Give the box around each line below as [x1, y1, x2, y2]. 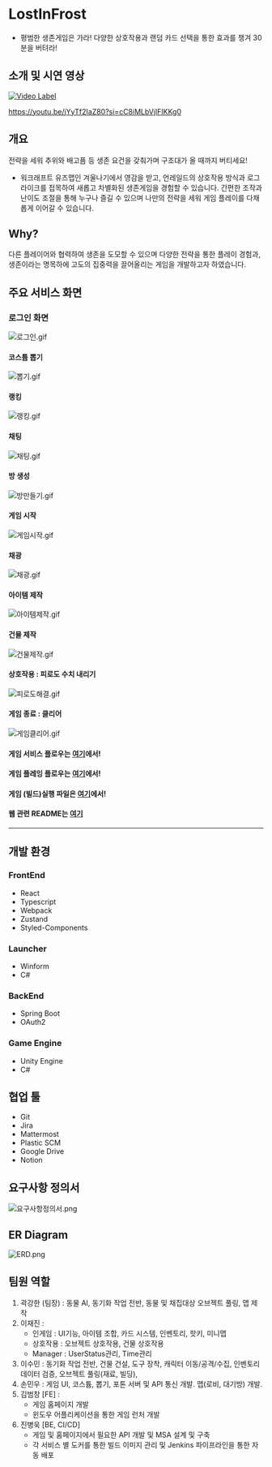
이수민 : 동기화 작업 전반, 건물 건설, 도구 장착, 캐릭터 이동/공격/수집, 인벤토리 [19, 1358, 261, 1368]
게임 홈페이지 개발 [32, 1399, 89, 1409]
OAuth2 [19, 1017, 46, 1027]
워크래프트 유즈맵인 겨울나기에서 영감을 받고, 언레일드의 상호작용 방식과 [19, 172, 245, 183]
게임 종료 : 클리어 [8, 709, 62, 719]
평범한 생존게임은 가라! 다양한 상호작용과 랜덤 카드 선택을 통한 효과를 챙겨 [19, 32, 252, 42]
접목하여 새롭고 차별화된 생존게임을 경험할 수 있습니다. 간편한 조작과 [48, 183, 263, 192]
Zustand [19, 914, 49, 923]
